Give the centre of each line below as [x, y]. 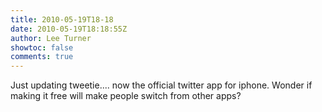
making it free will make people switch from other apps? [126, 96]
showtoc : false [42, 47]
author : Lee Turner [51, 38]
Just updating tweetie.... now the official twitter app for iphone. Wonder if [161, 85]
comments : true [42, 57]
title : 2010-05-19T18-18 [62, 19]
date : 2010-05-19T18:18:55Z [69, 29]
